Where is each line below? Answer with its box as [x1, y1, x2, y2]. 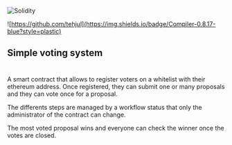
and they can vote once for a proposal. [7, 90, 118, 98]
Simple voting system [7, 47, 103, 59]
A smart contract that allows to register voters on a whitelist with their [7, 75, 206, 83]
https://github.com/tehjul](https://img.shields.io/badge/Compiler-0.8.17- [11, 20, 216, 28]
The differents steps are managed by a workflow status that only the [7, 103, 202, 111]
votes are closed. [7, 131, 57, 139]
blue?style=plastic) [7, 28, 62, 35]
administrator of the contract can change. [7, 110, 126, 119]
